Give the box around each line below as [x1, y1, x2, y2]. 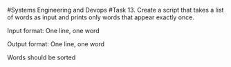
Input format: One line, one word [7, 27, 100, 35]
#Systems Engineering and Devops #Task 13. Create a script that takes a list [7, 6, 224, 14]
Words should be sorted [7, 53, 76, 61]
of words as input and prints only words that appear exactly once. [7, 13, 195, 21]
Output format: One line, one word [7, 40, 105, 48]
